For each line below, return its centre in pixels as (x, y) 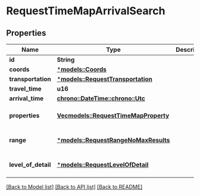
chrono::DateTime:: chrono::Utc (101, 98)
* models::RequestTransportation (105, 79)
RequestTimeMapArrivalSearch (86, 11)
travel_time (25, 89)
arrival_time (26, 98)
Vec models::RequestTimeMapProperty (113, 116)
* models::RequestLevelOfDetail (103, 165)
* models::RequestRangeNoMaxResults (113, 140)
